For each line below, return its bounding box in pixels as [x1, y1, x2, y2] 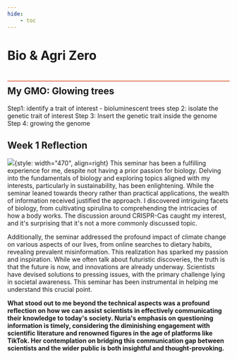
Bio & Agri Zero [7, 47, 97, 64]
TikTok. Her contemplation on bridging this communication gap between [7, 336, 224, 345]
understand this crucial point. [7, 286, 93, 294]
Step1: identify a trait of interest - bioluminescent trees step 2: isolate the [7, 104, 219, 112]
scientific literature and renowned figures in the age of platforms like [7, 329, 213, 338]
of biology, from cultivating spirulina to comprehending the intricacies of [7, 204, 217, 213]
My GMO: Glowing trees [7, 86, 115, 98]
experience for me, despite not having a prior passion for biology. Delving [7, 167, 221, 175]
